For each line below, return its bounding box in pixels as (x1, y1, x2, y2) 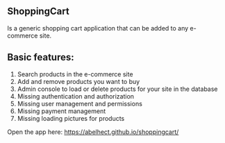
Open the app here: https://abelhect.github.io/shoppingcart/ (7, 128, 179, 136)
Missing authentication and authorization (17, 92, 134, 100)
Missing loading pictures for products (17, 114, 125, 122)
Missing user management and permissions (17, 99, 142, 108)
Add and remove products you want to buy (17, 77, 140, 85)
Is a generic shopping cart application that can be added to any (7, 24, 189, 32)
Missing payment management (17, 107, 106, 115)
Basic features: (7, 51, 74, 63)
